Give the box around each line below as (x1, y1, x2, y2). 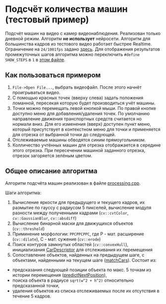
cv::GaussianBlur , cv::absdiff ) (12, 215, 77, 221)
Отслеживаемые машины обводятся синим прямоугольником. (12, 137, 146, 143)
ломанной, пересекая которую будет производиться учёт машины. (12, 100, 156, 106)
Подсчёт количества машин (5, 3, 128, 15)
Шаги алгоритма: (5, 190, 42, 196)
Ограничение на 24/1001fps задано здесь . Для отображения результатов (5, 46, 160, 52)
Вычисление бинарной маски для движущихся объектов (12, 220, 133, 226)
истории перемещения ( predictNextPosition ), (12, 272, 107, 278)
